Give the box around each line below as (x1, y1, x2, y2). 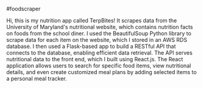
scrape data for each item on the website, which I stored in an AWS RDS (6, 36, 188, 43)
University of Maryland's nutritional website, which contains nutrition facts (6, 24, 193, 30)
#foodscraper (6, 5, 41, 12)
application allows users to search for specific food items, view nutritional (6, 62, 191, 69)
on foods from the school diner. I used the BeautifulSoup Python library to (6, 30, 192, 37)
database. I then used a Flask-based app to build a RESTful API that (6, 42, 176, 50)
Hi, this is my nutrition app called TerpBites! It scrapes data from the (6, 17, 177, 24)
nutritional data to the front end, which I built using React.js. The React (6, 56, 183, 63)
